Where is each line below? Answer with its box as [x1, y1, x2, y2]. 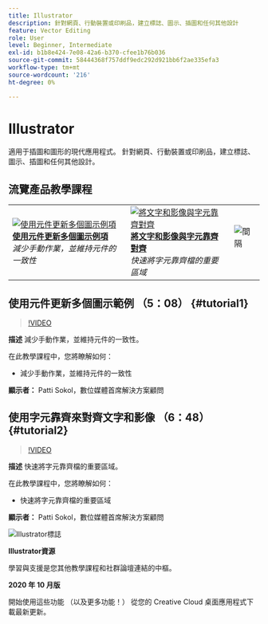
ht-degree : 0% [8, 78, 56, 86]
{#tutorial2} [8, 424, 69, 438]
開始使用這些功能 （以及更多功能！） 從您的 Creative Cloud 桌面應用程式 [8, 597, 247, 606]
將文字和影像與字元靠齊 [130, 231, 219, 242]
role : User [8, 33, 45, 42]
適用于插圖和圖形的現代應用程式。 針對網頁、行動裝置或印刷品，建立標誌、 [8, 147, 255, 156]
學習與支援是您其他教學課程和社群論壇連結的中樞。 [8, 563, 176, 572]
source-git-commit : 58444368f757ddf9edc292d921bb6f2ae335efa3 [8, 57, 219, 65]
